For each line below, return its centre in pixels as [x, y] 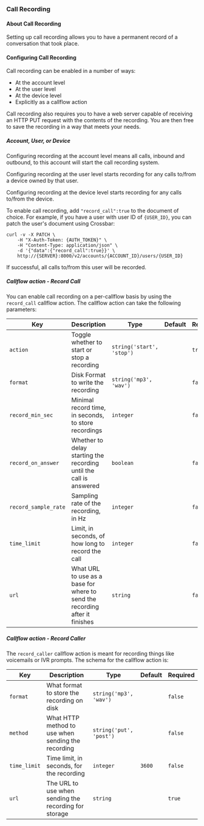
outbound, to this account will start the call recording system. [83, 162]
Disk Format [89, 375]
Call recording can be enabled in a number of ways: [71, 71]
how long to [88, 544]
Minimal [83, 400]
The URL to [63, 783]
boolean [123, 463]
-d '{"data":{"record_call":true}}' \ [66, 251]
